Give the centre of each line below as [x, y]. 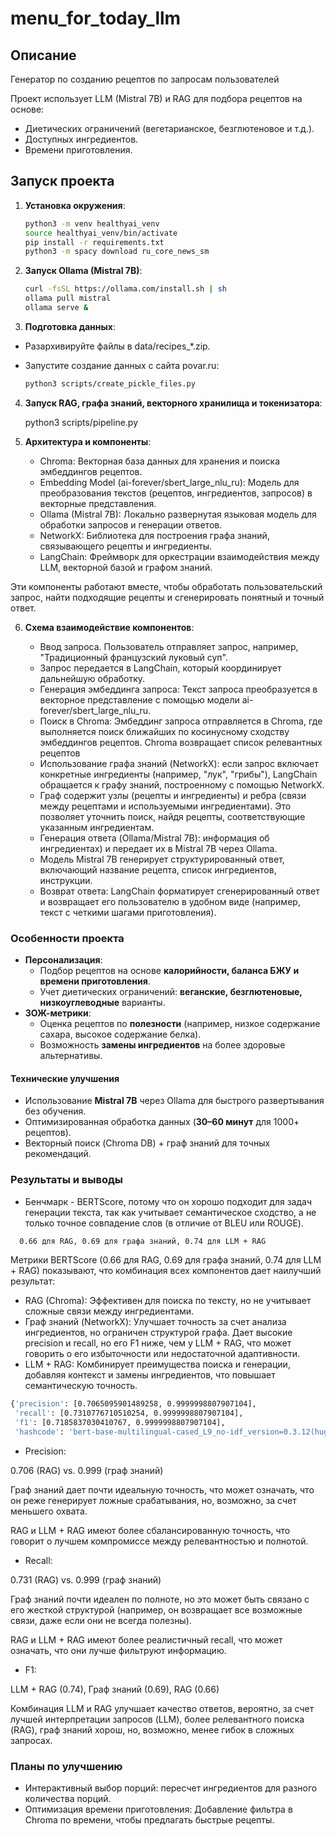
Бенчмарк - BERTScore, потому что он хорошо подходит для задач [168, 1201]
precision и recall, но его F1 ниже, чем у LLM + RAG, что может [158, 1343]
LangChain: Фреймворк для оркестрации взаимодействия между [179, 556]
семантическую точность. [81, 1386]
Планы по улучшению [66, 1766]
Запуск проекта [62, 181]
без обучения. [55, 1111]
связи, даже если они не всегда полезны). [101, 1620]
